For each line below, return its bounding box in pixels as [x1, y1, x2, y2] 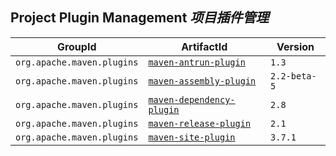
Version [276, 39, 315, 53]
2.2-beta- [270, 70, 317, 82]
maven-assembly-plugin [148, 75, 257, 87]
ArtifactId [181, 39, 228, 53]
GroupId [56, 39, 97, 53]
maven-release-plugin [148, 118, 252, 129]
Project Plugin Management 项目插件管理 [10, 9, 270, 27]
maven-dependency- [148, 94, 236, 105]
